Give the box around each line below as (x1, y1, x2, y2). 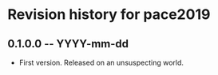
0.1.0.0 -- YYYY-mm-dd (7, 37, 129, 51)
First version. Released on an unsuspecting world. (18, 58, 184, 67)
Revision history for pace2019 (7, 6, 211, 24)
